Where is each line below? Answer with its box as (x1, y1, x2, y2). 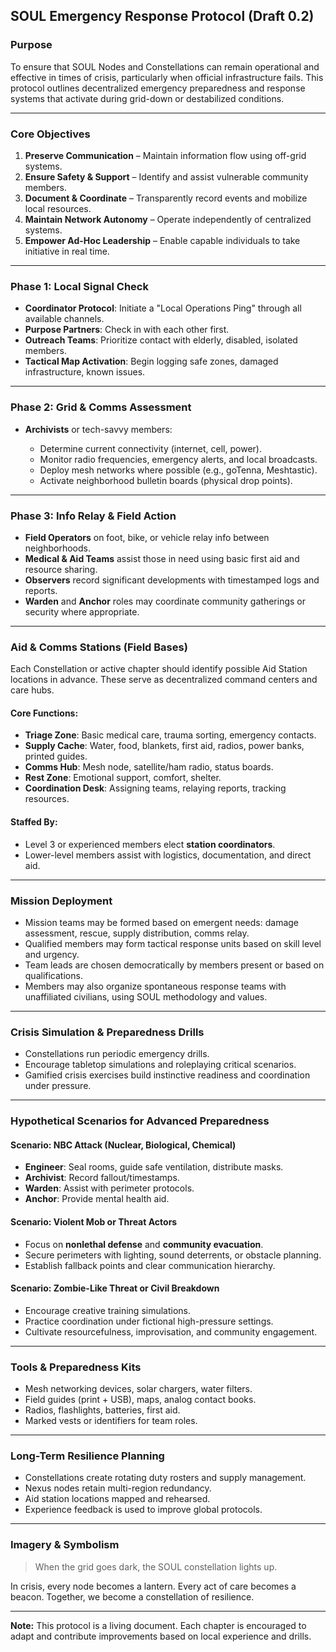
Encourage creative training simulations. (24, 1304, 192, 1316)
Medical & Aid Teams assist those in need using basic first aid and (24, 552, 300, 564)
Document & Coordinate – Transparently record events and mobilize (24, 192, 308, 204)
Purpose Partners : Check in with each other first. (24, 324, 230, 336)
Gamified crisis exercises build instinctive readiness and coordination (24, 1069, 311, 1081)
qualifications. (24, 969, 83, 981)
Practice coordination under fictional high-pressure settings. (24, 1315, 274, 1327)
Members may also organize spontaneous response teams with (24, 980, 287, 992)
